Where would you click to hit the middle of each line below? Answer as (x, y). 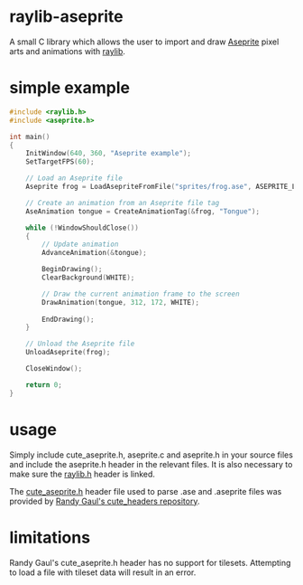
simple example (70, 88)
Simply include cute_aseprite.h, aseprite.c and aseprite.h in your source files (151, 455)
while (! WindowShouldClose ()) (83, 228)
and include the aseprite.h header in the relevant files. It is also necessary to (151, 464)
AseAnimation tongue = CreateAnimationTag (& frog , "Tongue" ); (142, 211)
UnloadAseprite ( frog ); (68, 353)
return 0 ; (44, 385)
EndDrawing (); (68, 319)
